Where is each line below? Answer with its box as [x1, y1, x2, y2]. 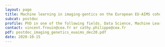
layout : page [5, 7, 32, 12]
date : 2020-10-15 [5, 35, 41, 40]
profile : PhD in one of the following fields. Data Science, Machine [5, 21, 151, 26]
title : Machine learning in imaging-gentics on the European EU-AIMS [5, 12, 151, 17]
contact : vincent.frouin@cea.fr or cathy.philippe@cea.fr [5, 25, 126, 30]
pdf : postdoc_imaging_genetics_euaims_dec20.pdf [5, 30, 107, 35]
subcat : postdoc [5, 16, 38, 21]
